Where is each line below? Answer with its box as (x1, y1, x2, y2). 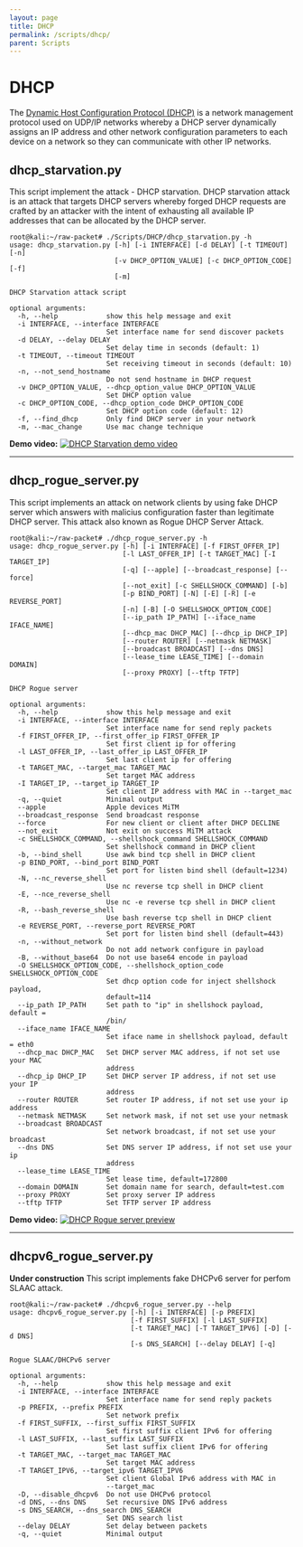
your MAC (9, 1055, 42, 1065)
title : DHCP (9, 22, 54, 31)
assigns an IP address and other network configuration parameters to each (9, 127, 289, 137)
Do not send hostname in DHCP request (106, 375, 252, 384)
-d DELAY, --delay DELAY (17, 335, 111, 344)
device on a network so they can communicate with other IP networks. (9, 137, 272, 147)
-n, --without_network (17, 937, 103, 946)
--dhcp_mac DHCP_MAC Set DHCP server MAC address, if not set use (17, 1048, 280, 1057)
